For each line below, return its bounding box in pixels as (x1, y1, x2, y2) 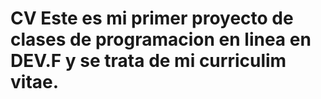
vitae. (10, 71, 60, 94)
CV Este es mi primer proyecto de (10, 7, 294, 30)
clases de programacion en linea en (10, 28, 312, 51)
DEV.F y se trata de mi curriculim (10, 50, 287, 72)
